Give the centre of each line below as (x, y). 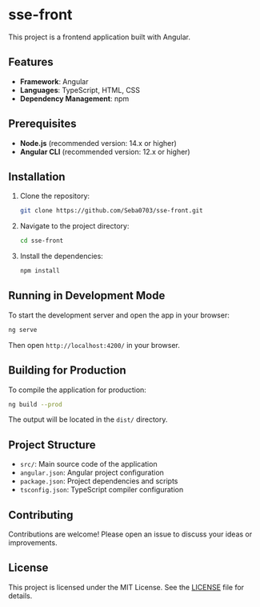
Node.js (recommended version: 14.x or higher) (98, 143)
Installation (37, 177)
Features (31, 62)
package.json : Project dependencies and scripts (99, 481)
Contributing (41, 515)
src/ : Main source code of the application (88, 464)
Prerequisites (42, 124)
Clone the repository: (55, 196)
